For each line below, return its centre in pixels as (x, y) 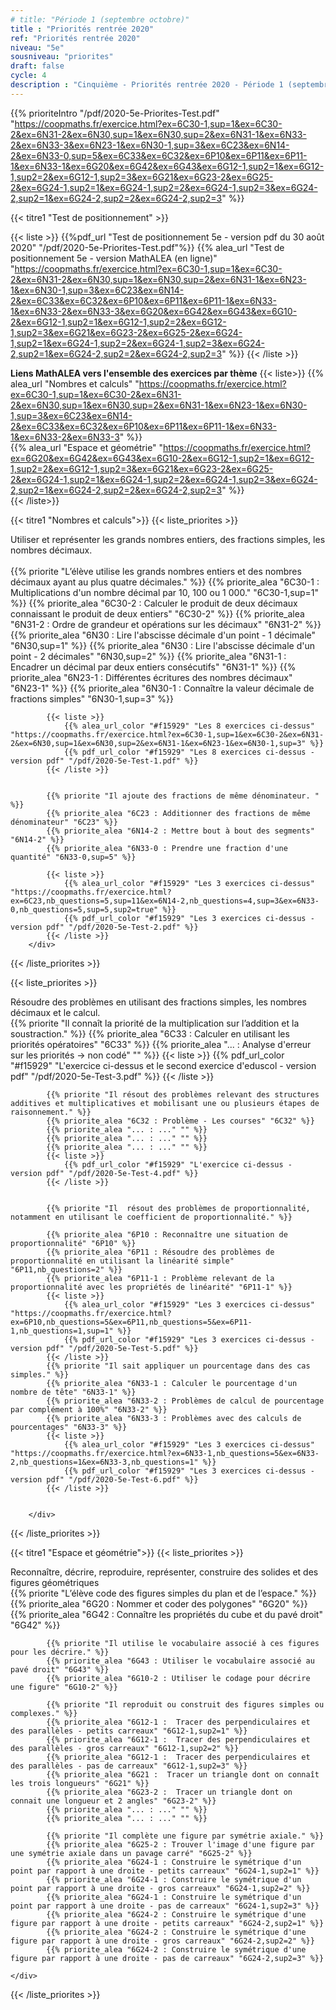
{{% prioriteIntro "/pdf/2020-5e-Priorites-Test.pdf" (115, 113)
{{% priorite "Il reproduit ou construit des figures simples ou (185, 1704)
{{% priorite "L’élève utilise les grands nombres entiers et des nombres (156, 571)
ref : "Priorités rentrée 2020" (75, 38)
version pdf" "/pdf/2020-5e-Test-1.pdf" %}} (104, 761)
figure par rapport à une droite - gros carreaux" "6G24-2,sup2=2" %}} (162, 1941)
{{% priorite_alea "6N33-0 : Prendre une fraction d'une (167, 848)
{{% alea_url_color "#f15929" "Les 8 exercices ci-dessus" (189, 726)
